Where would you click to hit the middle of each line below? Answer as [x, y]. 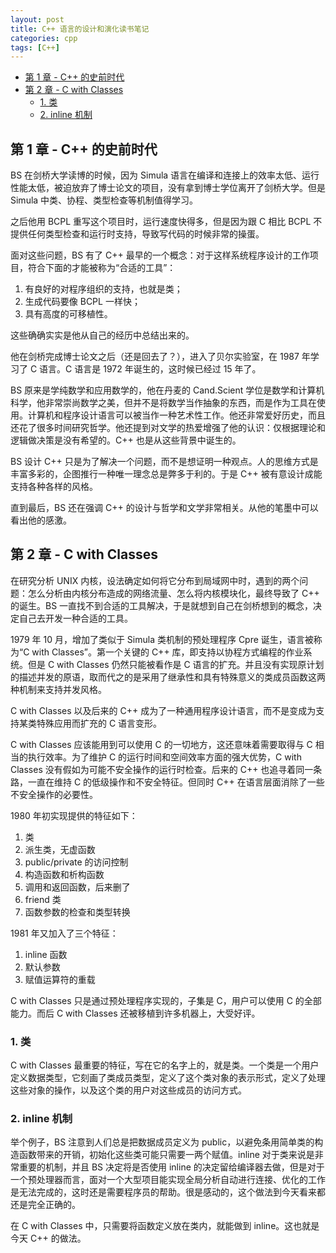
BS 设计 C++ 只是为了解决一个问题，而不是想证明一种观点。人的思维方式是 [164, 462]
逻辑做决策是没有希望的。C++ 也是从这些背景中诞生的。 [126, 440]
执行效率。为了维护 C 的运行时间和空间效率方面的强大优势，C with [164, 757]
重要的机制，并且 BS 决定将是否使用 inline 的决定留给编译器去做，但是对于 [171, 1167]
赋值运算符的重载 [60, 979]
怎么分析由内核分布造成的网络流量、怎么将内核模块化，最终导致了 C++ [173, 593]
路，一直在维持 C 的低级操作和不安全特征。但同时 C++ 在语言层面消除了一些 [167, 782]
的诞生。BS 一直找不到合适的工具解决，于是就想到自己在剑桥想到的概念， [162, 605]
